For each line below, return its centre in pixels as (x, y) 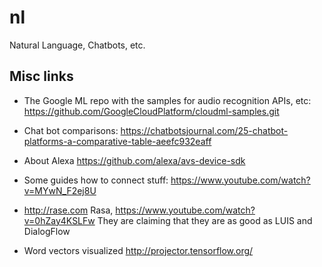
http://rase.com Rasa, (68, 210)
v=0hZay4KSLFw (59, 220)
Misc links (41, 76)
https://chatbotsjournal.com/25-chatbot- (204, 130)
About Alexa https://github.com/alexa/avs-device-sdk (134, 160)
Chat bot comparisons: (71, 130)
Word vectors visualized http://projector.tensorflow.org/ (138, 250)
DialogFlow (47, 231)
